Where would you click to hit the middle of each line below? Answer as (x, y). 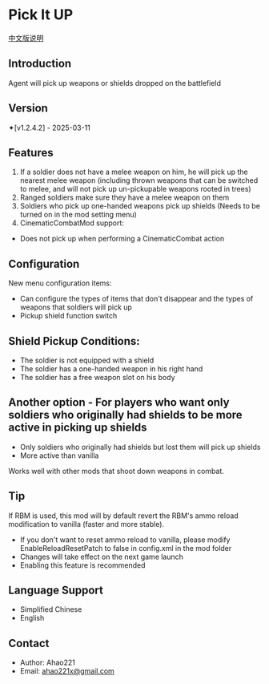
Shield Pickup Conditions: (74, 341)
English (32, 618)
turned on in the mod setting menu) (78, 215)
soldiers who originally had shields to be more (125, 415)
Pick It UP (41, 15)
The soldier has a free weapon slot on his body (97, 377)
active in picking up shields (78, 428)
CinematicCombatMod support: (72, 223)
